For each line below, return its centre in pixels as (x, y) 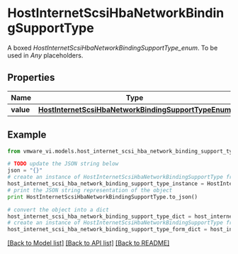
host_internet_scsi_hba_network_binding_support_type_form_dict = (107, 230)
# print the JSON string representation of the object (90, 190)
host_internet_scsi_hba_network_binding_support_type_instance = (106, 184)
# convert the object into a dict (58, 210)
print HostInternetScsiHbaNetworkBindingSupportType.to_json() (103, 197)
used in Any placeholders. (45, 55)
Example (27, 135)
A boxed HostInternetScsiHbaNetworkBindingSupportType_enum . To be (113, 48)
